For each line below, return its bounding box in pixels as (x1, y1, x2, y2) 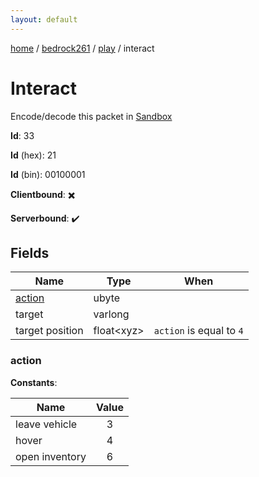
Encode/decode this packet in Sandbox (10, 110, 173, 122)
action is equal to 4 (153, 324, 244, 338)
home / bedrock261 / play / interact (10, 42, 155, 54)
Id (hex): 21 (10, 149, 57, 161)
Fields (10, 244, 50, 261)
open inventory (15, 449, 87, 463)
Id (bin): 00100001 (10, 168, 86, 180)
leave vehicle (15, 417, 78, 431)
